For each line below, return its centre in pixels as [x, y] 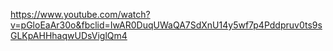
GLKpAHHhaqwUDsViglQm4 [69, 35]
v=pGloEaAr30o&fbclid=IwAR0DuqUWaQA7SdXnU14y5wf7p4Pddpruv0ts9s [166, 25]
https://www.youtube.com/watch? [80, 14]
